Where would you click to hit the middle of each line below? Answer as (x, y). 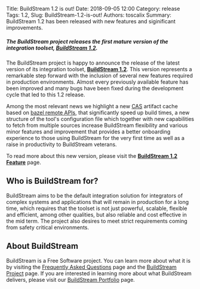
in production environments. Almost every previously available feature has (97, 82)
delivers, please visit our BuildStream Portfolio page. (71, 279)
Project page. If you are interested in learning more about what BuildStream (99, 273)
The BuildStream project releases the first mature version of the (87, 41)
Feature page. (24, 162)
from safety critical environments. (48, 227)
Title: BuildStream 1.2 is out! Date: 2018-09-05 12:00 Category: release (93, 9)
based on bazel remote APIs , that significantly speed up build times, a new (98, 112)
